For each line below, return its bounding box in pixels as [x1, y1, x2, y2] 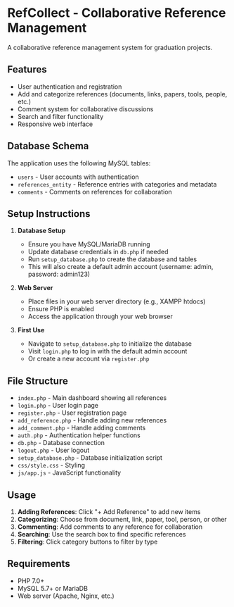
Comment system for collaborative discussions [17, 104, 154, 113]
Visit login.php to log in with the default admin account [27, 347, 188, 356]
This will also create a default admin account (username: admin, [27, 263, 214, 271]
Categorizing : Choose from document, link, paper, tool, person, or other [17, 515, 227, 523]
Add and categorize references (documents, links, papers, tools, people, [17, 89, 228, 98]
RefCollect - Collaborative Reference [7, 5, 226, 21]
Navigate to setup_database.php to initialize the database [27, 339, 192, 348]
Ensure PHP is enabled [27, 305, 95, 313]
